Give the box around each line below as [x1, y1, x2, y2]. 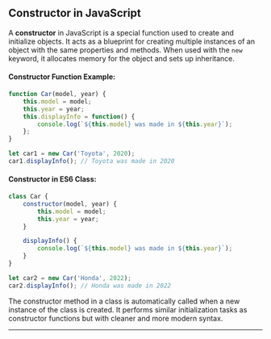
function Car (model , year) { [8, 90, 106, 98]
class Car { [8, 193, 48, 201]
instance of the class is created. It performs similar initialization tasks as [8, 304, 248, 314]
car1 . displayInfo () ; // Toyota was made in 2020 [8, 157, 175, 165]
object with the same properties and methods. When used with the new [8, 44, 244, 55]
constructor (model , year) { [23, 199, 117, 208]
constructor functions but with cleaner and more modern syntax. [8, 313, 223, 323]
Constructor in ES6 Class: [8, 174, 97, 184]
